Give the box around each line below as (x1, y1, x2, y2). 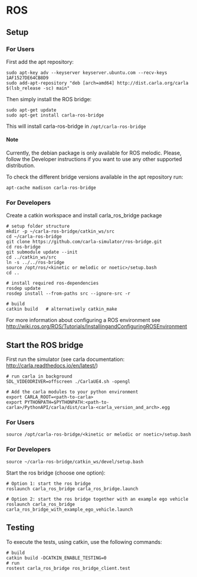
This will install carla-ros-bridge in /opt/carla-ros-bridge (6, 123, 146, 130)
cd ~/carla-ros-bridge (6, 234, 62, 240)
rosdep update (6, 285, 41, 292)
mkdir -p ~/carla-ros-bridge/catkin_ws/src (6, 228, 115, 234)
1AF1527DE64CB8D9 (6, 75, 49, 80)
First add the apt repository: (6, 58, 74, 65)
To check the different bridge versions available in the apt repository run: (6, 173, 183, 180)
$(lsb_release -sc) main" (6, 85, 70, 91)
